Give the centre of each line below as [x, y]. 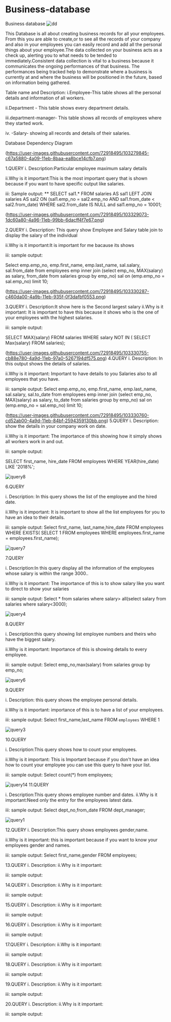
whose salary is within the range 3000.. [47, 573]
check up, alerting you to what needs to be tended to [61, 55]
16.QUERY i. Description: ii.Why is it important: [54, 924]
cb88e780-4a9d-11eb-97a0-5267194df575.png [55, 358]
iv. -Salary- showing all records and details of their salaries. [68, 133]
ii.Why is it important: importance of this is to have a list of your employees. [85, 710]
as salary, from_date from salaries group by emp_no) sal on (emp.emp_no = [85, 276]
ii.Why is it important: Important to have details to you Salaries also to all [81, 373]
